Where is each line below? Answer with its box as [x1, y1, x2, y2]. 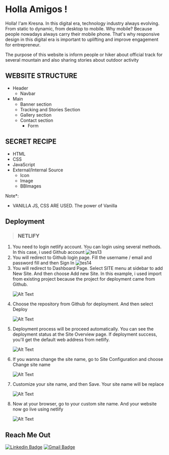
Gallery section [20, 112, 52, 118]
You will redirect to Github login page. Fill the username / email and [12, 254, 152, 261]
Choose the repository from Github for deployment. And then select [12, 301, 153, 307]
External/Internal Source [12, 167, 64, 173]
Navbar [20, 90, 36, 97]
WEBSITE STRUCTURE [5, 72, 78, 80]
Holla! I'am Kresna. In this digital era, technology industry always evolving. [5, 20, 160, 26]
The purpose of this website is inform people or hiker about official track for [5, 52, 163, 58]
